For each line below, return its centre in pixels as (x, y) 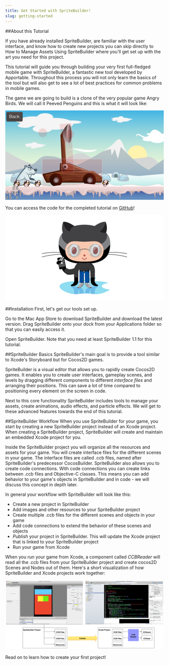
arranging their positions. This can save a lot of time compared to (73, 385)
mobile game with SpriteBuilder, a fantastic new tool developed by (74, 72)
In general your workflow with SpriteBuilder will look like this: (68, 494)
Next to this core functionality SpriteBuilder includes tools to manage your (82, 400)
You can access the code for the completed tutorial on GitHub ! (70, 208)
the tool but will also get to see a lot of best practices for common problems (84, 83)
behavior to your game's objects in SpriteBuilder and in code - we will (77, 479)
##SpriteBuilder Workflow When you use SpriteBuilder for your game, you (82, 421)
